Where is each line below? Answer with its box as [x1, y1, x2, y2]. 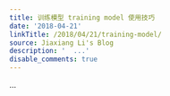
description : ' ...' [9, 47, 90, 56]
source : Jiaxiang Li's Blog [9, 38, 115, 48]
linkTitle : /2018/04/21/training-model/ [9, 30, 163, 39]
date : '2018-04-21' [9, 22, 82, 31]
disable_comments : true [9, 55, 98, 64]
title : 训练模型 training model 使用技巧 [9, 13, 155, 22]
